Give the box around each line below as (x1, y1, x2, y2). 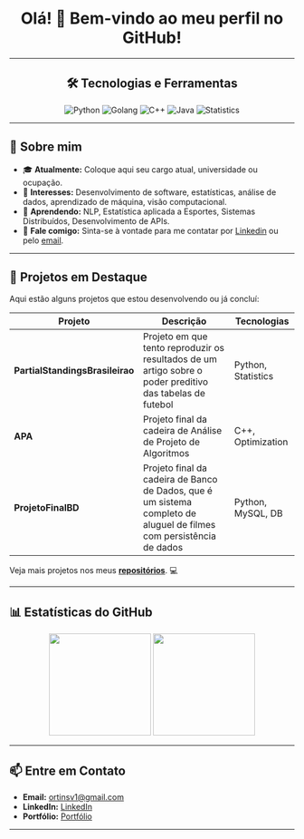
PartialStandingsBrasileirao (14, 365, 135, 377)
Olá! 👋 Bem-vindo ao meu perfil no (20, 8, 284, 29)
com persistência (143, 530, 217, 542)
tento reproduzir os (143, 342, 224, 355)
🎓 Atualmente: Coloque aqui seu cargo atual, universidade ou (22, 163, 258, 175)
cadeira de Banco (143, 473, 218, 486)
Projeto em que (143, 330, 208, 343)
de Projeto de (143, 435, 201, 448)
